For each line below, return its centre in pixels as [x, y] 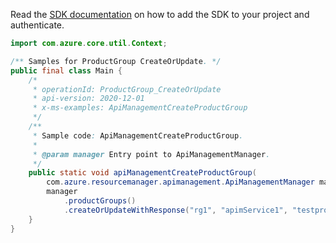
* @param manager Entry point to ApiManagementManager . [151, 154]
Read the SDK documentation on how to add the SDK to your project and [160, 14]
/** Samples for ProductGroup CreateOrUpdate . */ [116, 61]
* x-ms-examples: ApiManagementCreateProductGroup [140, 108]
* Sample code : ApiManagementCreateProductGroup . [138, 135]
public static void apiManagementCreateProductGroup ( [142, 173]
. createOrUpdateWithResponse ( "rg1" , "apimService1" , [175, 210]
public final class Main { [66, 70]
